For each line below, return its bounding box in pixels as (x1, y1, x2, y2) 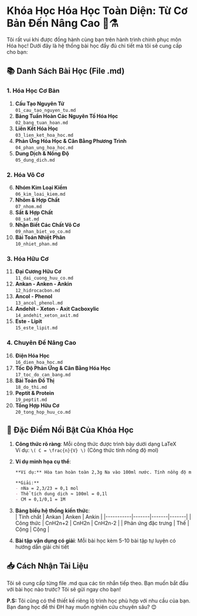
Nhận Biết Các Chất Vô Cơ (15, 221, 80, 228)
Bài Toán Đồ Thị (15, 377, 55, 384)
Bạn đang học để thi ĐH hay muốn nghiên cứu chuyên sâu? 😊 (6, 603, 157, 610)
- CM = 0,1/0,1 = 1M (15, 496, 66, 502)
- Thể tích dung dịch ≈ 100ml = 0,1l (15, 491, 108, 496)
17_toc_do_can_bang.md (15, 372, 71, 377)
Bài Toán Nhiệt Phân (15, 233, 66, 241)
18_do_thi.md (15, 384, 47, 390)
